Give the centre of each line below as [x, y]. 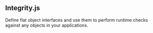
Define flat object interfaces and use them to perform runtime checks [77, 20]
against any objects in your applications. [47, 25]
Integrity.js [23, 8]
